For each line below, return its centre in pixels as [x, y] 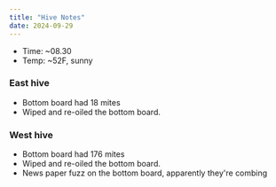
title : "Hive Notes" [47, 17]
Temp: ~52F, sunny [57, 60]
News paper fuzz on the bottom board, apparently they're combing [145, 173]
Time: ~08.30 [47, 51]
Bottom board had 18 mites [71, 102]
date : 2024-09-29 [41, 26]
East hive [30, 83]
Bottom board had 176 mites [73, 154]
